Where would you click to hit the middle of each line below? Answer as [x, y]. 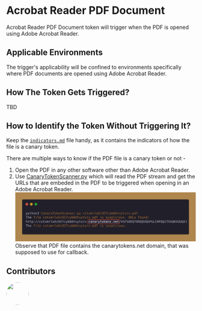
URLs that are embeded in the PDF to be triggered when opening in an [102, 183]
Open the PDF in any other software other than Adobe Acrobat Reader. [103, 170]
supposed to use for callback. [52, 252]
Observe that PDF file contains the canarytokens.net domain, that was [102, 246]
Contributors [31, 271]
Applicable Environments [55, 53]
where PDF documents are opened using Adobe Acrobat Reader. [87, 74]
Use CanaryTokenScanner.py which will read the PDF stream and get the [105, 177]
